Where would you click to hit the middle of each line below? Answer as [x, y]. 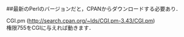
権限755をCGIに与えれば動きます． [50, 28]
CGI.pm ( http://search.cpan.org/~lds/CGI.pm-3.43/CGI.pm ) [81, 21]
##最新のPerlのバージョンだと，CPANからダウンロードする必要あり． [94, 9]
